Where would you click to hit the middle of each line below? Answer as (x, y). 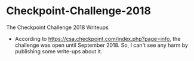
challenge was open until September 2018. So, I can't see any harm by (101, 45)
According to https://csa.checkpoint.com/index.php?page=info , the (98, 38)
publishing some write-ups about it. (58, 51)
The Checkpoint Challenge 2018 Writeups (57, 27)
